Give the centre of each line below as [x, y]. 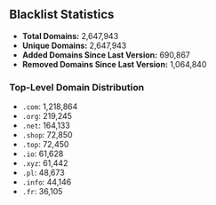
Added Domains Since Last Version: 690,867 [106, 55]
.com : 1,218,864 [50, 106]
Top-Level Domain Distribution [77, 87]
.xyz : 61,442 [45, 163]
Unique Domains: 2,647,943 [74, 45]
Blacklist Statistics [62, 15]
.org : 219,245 [47, 116]
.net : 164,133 [46, 126]
